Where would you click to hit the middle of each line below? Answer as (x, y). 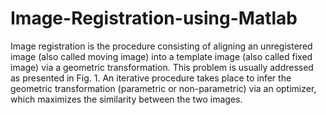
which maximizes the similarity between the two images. (126, 99)
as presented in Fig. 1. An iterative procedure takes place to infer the (151, 78)
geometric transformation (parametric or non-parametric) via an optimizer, (163, 88)
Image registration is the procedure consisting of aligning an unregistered (161, 46)
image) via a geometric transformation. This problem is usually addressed (162, 67)
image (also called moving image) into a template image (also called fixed (161, 56)
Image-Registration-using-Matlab (154, 18)
